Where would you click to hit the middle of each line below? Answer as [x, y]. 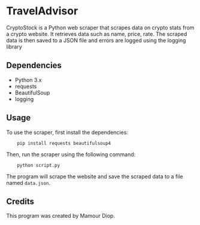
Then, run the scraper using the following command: [71, 154]
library [14, 47]
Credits [20, 201]
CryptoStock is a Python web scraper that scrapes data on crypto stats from [100, 28]
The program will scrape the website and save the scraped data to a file [95, 176]
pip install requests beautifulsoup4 [64, 143]
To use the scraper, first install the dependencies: [67, 132]
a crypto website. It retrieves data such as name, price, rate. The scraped [97, 34]
